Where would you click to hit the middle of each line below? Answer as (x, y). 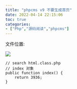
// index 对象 (20, 69)
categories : (18, 24)
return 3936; (28, 78)
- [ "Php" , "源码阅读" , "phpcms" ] (37, 29)
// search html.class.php (33, 63)
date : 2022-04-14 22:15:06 (34, 15)
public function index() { (34, 73)
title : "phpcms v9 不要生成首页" (39, 10)
